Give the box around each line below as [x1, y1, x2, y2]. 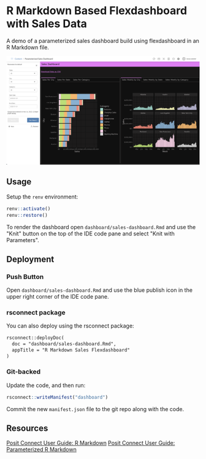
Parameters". [6, 236, 40, 243]
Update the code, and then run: [6, 382, 86, 389]
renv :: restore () [6, 212, 48, 218]
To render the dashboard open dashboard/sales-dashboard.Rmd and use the [6, 223, 196, 230]
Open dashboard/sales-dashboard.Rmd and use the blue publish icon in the [6, 286, 193, 294]
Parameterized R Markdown [6, 446, 77, 453]
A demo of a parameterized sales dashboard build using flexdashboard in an [6, 37, 199, 44]
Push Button [6, 272, 44, 281]
